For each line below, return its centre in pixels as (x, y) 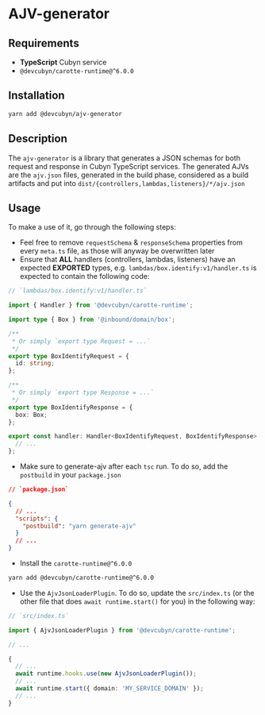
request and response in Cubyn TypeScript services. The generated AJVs (129, 166)
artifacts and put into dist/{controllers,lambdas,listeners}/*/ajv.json (127, 183)
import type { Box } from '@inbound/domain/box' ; (92, 320)
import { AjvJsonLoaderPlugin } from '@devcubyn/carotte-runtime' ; (122, 630)
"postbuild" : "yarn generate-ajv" (79, 526)
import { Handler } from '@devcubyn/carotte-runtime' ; (101, 305)
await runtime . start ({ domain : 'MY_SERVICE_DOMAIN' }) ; (109, 689)
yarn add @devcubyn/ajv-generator (65, 114)
